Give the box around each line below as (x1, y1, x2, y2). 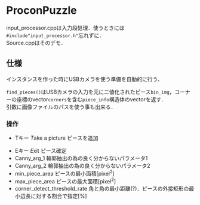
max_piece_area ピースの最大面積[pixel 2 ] (14, 176, 116, 185)
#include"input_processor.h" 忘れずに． (6, 31, 104, 39)
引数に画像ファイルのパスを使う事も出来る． (6, 103, 116, 110)
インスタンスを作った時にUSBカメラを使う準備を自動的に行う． (6, 76, 163, 83)
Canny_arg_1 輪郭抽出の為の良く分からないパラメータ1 (14, 155, 148, 162)
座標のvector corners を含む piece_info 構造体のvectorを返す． (16, 95, 167, 103)
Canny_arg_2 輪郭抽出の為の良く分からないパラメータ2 (14, 162, 150, 170)
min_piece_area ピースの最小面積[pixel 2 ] (14, 169, 115, 177)
